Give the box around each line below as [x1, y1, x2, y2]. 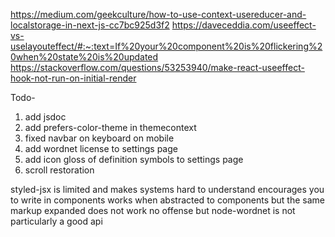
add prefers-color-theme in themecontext [24, 122, 197, 133]
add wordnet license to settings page [24, 143, 178, 154]
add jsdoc [24, 111, 67, 123]
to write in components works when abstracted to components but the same [10, 194, 326, 206]
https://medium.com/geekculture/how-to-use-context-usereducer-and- [10, 9, 307, 20]
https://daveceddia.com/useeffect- [171, 19, 317, 31]
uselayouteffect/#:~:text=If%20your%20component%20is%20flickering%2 [10, 40, 323, 52]
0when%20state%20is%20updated [10, 51, 159, 63]
